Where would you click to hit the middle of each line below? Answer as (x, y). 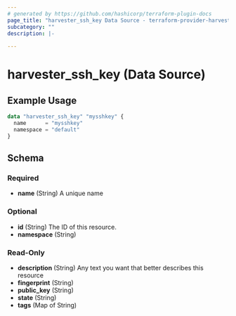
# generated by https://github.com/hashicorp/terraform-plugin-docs (110, 14)
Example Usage (42, 100)
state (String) (37, 297)
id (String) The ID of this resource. (67, 227)
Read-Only (26, 252)
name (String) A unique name (60, 193)
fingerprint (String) (45, 282)
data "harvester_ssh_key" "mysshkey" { (66, 117)
